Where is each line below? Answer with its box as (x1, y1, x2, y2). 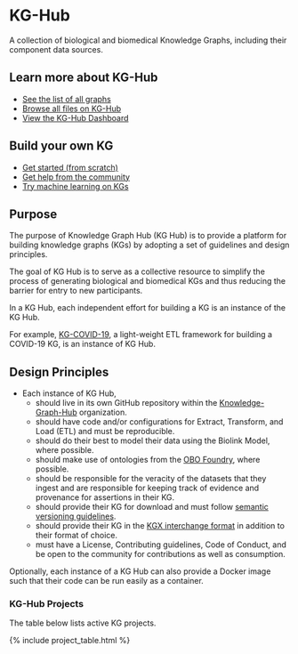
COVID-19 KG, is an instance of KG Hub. (9, 339, 156, 350)
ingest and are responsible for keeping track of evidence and (35, 482, 260, 494)
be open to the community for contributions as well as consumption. (35, 549, 286, 560)
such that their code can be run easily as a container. (9, 576, 205, 586)
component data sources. (9, 44, 104, 54)
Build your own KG (9, 139, 114, 154)
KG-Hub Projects (9, 598, 85, 610)
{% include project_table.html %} (9, 635, 131, 646)
